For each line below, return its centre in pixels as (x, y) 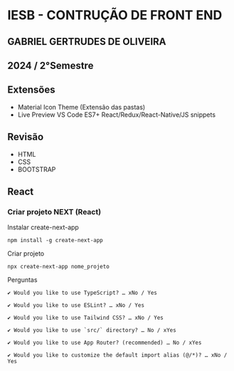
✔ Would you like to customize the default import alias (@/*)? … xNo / (117, 355)
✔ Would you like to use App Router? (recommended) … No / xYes (105, 343)
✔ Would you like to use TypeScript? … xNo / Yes (83, 293)
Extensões (31, 90)
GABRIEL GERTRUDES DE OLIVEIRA (87, 42)
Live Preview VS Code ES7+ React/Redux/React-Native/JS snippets (116, 115)
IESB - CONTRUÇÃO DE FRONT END (115, 15)
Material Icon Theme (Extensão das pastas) (81, 107)
